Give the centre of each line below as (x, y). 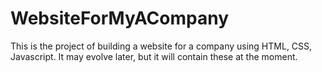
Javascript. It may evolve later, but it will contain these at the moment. (154, 56)
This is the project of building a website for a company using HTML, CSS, (161, 46)
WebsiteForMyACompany (120, 18)
